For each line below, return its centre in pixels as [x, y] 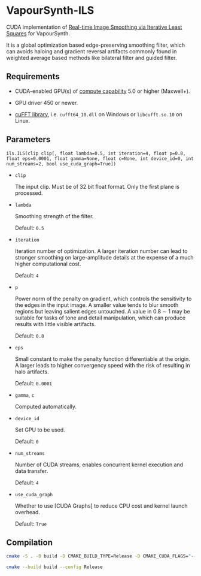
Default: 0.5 [29, 228]
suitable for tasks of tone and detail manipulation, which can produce [100, 318]
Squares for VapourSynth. [38, 33]
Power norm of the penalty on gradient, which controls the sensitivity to [103, 298]
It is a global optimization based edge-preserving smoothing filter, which [96, 45]
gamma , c [25, 395]
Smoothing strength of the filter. [54, 216]
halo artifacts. [32, 372]
